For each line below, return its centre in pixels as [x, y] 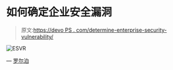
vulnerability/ [37, 36]
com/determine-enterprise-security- [121, 30]
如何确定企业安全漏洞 [59, 12]
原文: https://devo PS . [48, 30]
